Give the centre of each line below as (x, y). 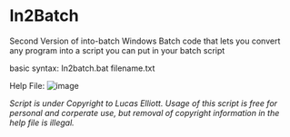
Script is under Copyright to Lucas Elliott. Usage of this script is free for (144, 103)
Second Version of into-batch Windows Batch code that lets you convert (145, 41)
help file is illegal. (42, 122)
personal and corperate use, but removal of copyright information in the (145, 113)
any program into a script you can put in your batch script (117, 50)
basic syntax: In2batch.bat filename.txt (82, 68)
